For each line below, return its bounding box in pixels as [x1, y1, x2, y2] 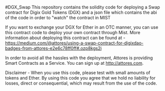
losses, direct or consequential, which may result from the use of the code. [5, 80, 158, 86]
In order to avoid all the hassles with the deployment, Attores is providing [5, 55, 153, 61]
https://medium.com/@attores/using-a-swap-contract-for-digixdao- [5, 40, 144, 46]
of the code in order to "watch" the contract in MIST [5, 15, 111, 20]
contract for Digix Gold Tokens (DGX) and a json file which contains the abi [5, 9, 157, 15]
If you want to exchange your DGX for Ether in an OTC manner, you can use [5, 24, 159, 30]
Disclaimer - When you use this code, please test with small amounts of [5, 70, 151, 76]
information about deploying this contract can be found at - [5, 35, 126, 41]
